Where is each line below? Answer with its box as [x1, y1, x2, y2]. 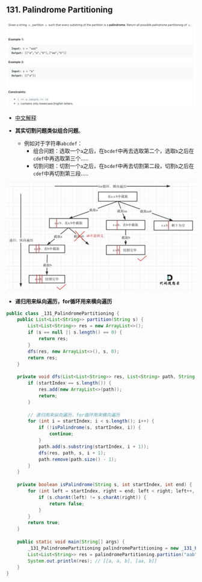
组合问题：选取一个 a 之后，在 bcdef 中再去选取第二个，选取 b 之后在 [32, 147, 194, 155]
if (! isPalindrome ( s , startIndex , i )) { [38, 424, 141, 431]
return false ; [49, 501, 85, 507]
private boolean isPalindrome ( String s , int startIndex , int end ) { [17, 481, 192, 488]
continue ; [49, 431, 74, 437]
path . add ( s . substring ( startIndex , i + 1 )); [38, 444, 149, 450]
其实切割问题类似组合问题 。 [14, 127, 84, 134]
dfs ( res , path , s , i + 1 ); [38, 450, 106, 456]
